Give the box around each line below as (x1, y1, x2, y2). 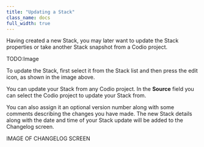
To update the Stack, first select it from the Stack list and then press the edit (6, 67, 199, 74)
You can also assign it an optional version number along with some (6, 104, 175, 111)
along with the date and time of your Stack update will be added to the (6, 117, 183, 124)
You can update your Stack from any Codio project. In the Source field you (6, 85, 194, 93)
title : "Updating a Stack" (6, 9, 75, 15)
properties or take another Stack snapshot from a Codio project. (6, 43, 168, 51)
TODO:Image (6, 56, 39, 63)
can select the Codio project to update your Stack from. (6, 92, 147, 99)
